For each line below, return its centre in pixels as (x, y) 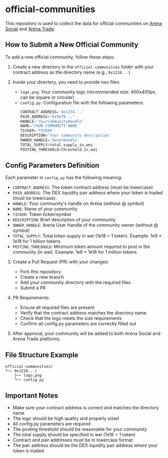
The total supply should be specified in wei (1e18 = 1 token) (74, 435)
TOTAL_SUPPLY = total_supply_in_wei (56, 145)
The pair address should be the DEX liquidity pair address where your (85, 445)
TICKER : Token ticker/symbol (42, 215)
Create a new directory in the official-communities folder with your (83, 66)
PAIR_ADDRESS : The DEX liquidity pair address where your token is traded (88, 193)
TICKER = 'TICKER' (37, 131)
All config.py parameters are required (52, 424)
